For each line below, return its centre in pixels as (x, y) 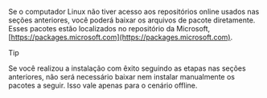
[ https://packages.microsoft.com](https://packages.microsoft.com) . (121, 37)
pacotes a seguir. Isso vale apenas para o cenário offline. (103, 85)
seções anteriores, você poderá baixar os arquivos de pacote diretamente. (132, 20)
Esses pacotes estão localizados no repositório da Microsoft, (109, 29)
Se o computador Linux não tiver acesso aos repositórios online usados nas (134, 12)
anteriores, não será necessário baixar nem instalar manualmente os (122, 77)
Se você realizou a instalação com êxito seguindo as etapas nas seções (127, 68)
